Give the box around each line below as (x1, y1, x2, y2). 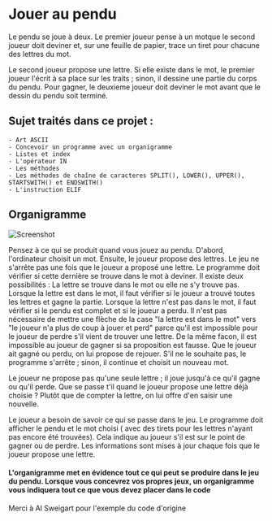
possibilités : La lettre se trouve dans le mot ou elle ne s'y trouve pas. (8, 280, 240, 289)
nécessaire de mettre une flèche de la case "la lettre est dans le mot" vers (8, 314, 257, 323)
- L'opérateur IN (8, 157, 67, 165)
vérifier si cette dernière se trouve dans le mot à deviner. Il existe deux (8, 271, 244, 280)
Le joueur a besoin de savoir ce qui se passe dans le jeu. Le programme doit (8, 415, 264, 424)
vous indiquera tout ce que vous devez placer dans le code (8, 485, 211, 495)
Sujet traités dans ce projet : (8, 115, 154, 128)
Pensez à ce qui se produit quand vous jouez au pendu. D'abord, (8, 245, 226, 254)
